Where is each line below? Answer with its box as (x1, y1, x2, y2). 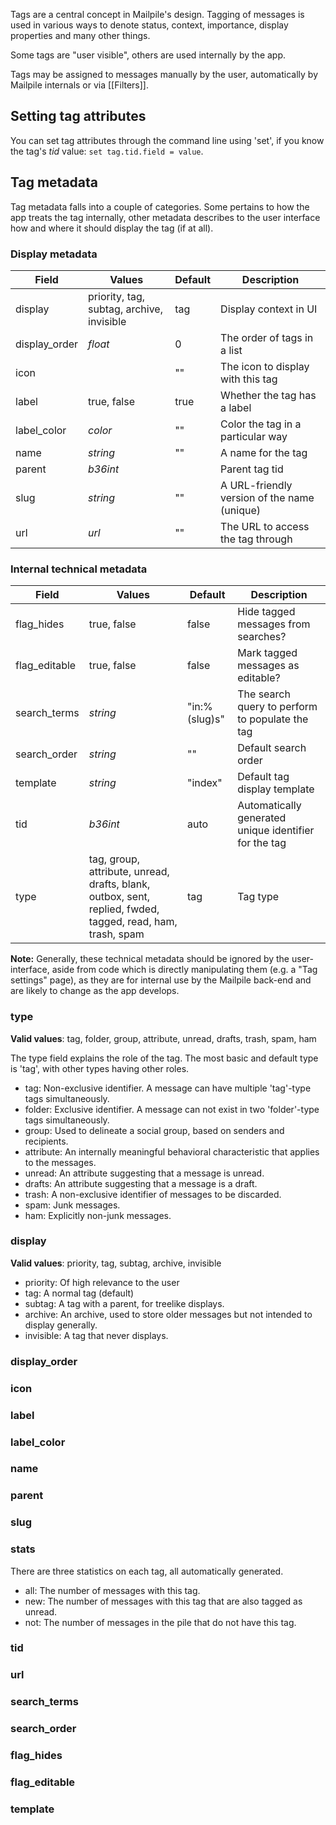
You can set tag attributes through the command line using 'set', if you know (10, 134, 325, 146)
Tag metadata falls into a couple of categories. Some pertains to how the (10, 200, 310, 213)
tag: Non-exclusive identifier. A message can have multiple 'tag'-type (24, 1082, 312, 1094)
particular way (220, 429, 288, 443)
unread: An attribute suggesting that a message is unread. (24, 1167, 265, 1179)
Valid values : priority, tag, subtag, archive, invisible (10, 1257, 222, 1269)
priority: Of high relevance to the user (24, 1276, 180, 1288)
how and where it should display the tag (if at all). (10, 222, 214, 234)
